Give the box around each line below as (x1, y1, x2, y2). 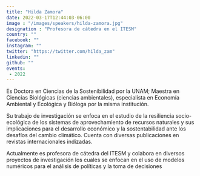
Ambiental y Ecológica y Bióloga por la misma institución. (6, 101, 149, 108)
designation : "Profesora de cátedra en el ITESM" (6, 25, 137, 32)
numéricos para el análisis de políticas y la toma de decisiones (6, 163, 162, 170)
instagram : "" (6, 43, 42, 49)
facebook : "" (6, 37, 39, 43)
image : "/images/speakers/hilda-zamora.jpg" (6, 20, 123, 26)
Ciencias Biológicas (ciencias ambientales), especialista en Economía (6, 94, 180, 101)
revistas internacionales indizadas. (6, 138, 93, 146)
